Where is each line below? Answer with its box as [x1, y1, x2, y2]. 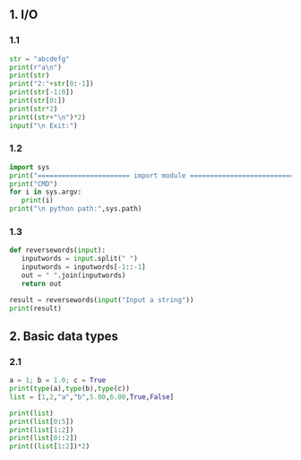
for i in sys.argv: [9, 187, 82, 196]
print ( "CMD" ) [9, 179, 58, 188]
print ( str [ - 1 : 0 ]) [9, 88, 74, 97]
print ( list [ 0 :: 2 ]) [9, 434, 78, 443]
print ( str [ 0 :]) [9, 96, 66, 106]
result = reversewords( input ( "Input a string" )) [9, 295, 194, 304]
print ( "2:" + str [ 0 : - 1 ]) [9, 80, 94, 89]
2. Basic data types [9, 328, 119, 343]
